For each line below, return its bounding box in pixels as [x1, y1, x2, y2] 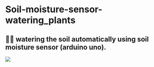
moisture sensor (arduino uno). [5, 42, 107, 52]
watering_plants [5, 14, 75, 26]
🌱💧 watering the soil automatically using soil [5, 35, 149, 43]
